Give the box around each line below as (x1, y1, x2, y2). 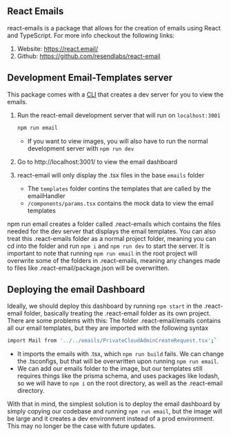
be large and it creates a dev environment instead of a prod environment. (7, 414, 215, 423)
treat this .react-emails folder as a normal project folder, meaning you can (7, 234, 217, 242)
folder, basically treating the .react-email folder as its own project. (23, 309, 211, 318)
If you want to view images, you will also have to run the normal (27, 137, 208, 145)
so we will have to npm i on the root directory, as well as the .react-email (17, 379, 223, 387)
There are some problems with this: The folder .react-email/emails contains (7, 317, 221, 325)
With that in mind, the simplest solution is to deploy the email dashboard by (7, 400, 221, 408)
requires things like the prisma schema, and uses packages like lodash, (17, 372, 220, 380)
